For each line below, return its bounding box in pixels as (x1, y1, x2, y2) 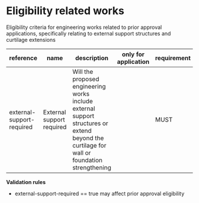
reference (9, 54, 37, 62)
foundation (72, 156, 102, 164)
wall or (72, 149, 91, 157)
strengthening (72, 163, 111, 172)
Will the (72, 67, 94, 76)
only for (121, 50, 145, 58)
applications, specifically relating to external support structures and (6, 30, 171, 37)
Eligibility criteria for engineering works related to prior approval (6, 24, 162, 31)
